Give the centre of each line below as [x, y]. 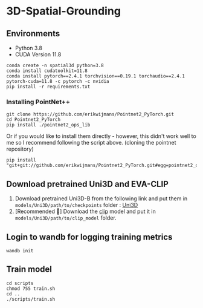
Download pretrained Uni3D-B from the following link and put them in [101, 198]
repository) [20, 149]
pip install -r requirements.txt [48, 87]
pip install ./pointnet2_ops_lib [48, 125]
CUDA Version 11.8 [38, 54]
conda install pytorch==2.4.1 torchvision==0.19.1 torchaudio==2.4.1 [96, 76]
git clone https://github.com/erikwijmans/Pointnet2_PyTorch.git [90, 114]
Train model [29, 270]
